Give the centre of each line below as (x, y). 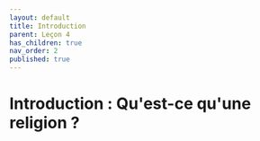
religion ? (45, 123)
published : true (40, 59)
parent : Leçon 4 (40, 34)
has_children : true (46, 43)
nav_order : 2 (34, 51)
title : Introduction (48, 26)
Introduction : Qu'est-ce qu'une (130, 104)
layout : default (40, 18)
